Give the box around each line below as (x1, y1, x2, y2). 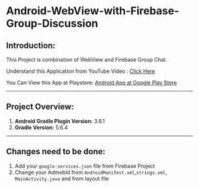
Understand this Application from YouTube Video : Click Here (6, 68, 155, 75)
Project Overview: (6, 102, 74, 112)
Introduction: (6, 40, 56, 50)
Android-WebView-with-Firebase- (6, 4, 179, 18)
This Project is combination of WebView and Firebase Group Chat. (6, 56, 168, 63)
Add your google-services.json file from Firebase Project (14, 162, 155, 170)
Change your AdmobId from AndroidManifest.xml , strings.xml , (14, 168, 168, 176)
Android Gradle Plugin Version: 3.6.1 (14, 117, 105, 125)
